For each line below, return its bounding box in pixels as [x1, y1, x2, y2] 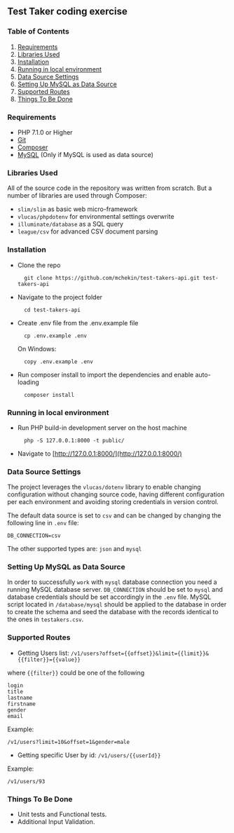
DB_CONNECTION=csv [7, 532, 61, 539]
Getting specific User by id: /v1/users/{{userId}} [17, 750, 161, 759]
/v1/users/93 [7, 778, 46, 785]
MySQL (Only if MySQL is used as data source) [17, 150, 154, 158]
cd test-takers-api [24, 306, 81, 313]
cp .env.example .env [24, 332, 88, 339]
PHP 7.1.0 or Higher [17, 128, 73, 136]
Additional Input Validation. [17, 818, 95, 826]
